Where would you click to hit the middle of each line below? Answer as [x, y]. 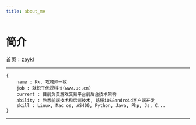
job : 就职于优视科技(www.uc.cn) [54, 88]
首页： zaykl [20, 59]
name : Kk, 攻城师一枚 [42, 82]
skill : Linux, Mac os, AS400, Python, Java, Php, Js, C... [91, 105]
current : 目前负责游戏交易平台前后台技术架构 [66, 94]
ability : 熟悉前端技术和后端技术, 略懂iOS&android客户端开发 [86, 100]
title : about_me [26, 11]
